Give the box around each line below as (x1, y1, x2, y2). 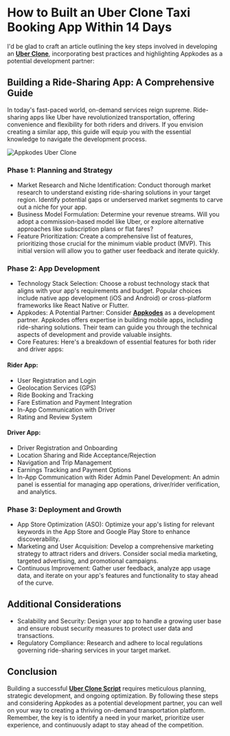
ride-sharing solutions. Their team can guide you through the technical (16, 323, 218, 331)
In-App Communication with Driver (16, 405, 115, 414)
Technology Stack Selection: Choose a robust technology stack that (16, 280, 209, 288)
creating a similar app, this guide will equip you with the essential (7, 127, 192, 135)
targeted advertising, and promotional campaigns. (16, 557, 159, 565)
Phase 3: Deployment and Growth (7, 504, 122, 514)
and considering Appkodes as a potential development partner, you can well (7, 699, 222, 707)
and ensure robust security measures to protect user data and (16, 624, 194, 632)
